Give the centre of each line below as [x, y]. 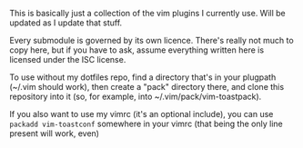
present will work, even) [55, 133]
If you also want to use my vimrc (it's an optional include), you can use [141, 114]
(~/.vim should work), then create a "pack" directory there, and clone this [147, 87]
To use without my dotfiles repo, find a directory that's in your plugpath [143, 77]
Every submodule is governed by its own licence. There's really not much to [151, 40]
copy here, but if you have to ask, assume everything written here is [137, 50]
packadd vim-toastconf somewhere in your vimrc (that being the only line [146, 123]
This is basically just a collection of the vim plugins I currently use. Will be [148, 13]
